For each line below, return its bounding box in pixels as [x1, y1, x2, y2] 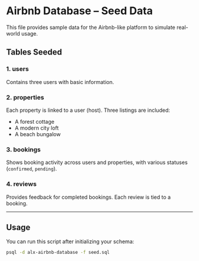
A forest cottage [14, 118, 54, 125]
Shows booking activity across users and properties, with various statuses [6, 159, 188, 166]
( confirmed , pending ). [6, 165, 57, 172]
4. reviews [6, 180, 37, 188]
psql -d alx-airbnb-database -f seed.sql [6, 250, 110, 256]
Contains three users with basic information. [6, 78, 114, 85]
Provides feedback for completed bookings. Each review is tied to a [6, 194, 171, 201]
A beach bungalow [14, 130, 61, 137]
